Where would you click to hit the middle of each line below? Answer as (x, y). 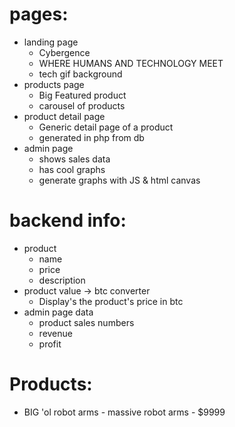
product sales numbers (86, 322)
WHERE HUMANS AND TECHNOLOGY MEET (131, 63)
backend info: (68, 220)
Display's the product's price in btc (111, 301)
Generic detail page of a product (106, 127)
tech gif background (80, 74)
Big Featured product (82, 95)
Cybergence (64, 52)
